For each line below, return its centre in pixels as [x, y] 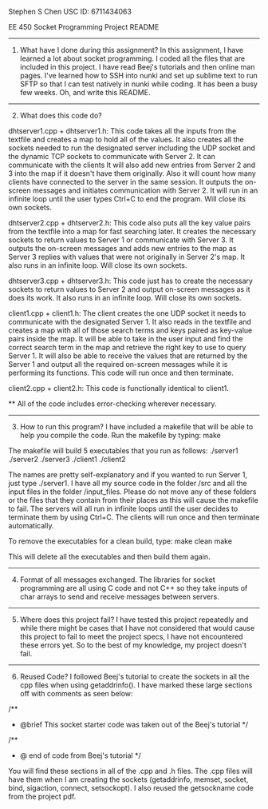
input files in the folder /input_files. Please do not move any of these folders [132, 492]
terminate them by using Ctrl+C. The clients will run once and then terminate [134, 517]
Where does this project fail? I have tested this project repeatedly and [134, 620]
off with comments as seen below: [76, 693]
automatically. [31, 526]
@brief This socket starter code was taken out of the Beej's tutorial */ [134, 724]
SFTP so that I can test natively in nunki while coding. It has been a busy [138, 84]
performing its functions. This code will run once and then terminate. [121, 373]
